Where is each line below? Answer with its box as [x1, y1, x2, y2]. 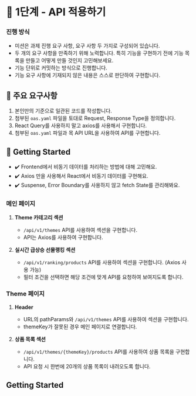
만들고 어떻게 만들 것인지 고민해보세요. [25, 57, 114, 64]
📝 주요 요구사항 [6, 91, 58, 101]
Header [14, 304, 33, 311]
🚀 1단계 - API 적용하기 [6, 5, 106, 19]
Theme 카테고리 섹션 [14, 214, 63, 221]
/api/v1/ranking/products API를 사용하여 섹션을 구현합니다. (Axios [23, 259, 181, 266]
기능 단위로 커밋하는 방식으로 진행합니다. [14, 64, 107, 71]
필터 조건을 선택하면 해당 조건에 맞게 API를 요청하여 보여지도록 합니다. [23, 274, 184, 281]
